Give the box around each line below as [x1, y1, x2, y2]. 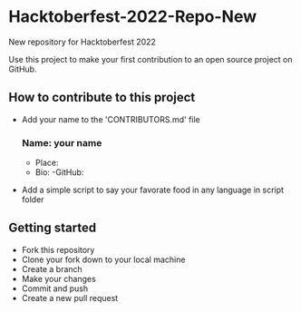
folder [21, 194, 44, 205]
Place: [34, 157, 59, 169]
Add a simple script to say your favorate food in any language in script [21, 184, 285, 196]
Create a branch [21, 263, 83, 274]
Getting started [8, 220, 97, 236]
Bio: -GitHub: [34, 167, 84, 178]
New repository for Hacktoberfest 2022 [8, 36, 156, 47]
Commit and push [21, 283, 89, 294]
